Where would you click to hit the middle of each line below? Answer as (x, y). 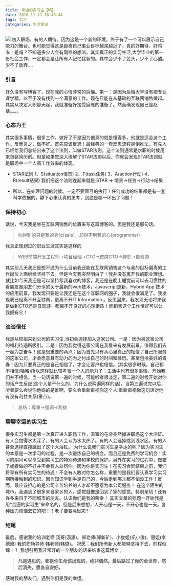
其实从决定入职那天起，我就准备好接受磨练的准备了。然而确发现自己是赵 (81, 104)
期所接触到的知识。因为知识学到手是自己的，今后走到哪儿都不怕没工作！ (81, 479)
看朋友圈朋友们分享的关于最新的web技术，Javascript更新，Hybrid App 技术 (85, 287)
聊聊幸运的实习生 (26, 422)
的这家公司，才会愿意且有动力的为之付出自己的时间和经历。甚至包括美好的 (84, 358)
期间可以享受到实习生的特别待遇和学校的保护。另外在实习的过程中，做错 (90, 459)
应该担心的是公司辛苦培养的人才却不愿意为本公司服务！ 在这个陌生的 (91, 485)
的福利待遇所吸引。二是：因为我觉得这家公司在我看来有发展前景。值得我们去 (86, 345)
